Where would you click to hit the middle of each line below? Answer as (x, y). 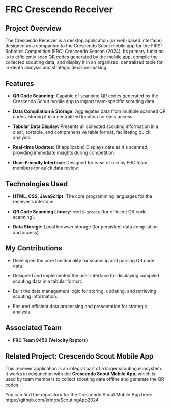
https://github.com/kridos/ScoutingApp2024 (52, 400)
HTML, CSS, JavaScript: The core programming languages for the (82, 196)
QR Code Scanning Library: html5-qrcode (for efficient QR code (79, 211)
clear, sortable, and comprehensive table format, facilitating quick (81, 132)
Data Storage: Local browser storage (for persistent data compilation (85, 227)
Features (20, 83)
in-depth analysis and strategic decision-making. (56, 68)
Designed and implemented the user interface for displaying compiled (86, 276)
